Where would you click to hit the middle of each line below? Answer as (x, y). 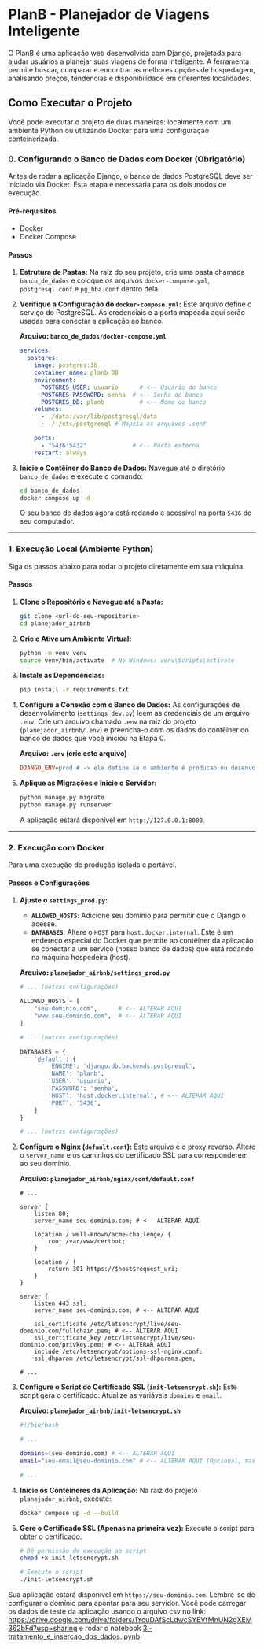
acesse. (44, 924)
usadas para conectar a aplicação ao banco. (92, 321)
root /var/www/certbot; (87, 1242)
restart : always (60, 453)
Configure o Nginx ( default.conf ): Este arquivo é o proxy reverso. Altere (137, 1147)
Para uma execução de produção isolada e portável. (92, 865)
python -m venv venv (53, 653)
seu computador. (47, 521)
